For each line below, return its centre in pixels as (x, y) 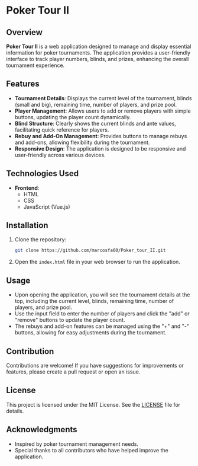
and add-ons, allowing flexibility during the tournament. (82, 142)
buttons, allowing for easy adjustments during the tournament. (90, 333)
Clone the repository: (40, 240)
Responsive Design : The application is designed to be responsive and (100, 148)
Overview (25, 32)
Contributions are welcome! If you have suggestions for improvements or (95, 365)
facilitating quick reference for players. (62, 130)
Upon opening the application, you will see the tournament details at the (102, 295)
